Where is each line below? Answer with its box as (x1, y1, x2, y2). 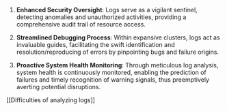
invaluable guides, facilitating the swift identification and (16, 41, 175, 48)
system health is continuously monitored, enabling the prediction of (16, 68, 206, 76)
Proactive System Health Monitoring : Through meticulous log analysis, (16, 61, 219, 69)
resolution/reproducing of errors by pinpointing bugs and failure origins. (16, 48, 219, 56)
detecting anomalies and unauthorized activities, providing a (16, 13, 187, 21)
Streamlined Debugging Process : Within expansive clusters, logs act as (16, 33, 220, 42)
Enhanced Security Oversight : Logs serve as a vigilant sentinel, (16, 6, 198, 14)
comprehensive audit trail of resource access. (16, 20, 146, 28)
